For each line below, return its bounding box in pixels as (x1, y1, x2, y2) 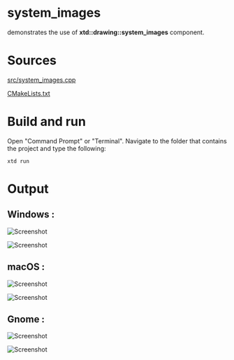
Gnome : (7, 313, 45, 326)
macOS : (7, 261, 45, 273)
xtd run (7, 157, 30, 165)
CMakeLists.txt (7, 89, 50, 97)
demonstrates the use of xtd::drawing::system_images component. (7, 28, 205, 36)
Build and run (7, 114, 86, 130)
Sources (7, 52, 57, 69)
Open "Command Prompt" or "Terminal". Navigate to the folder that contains (7, 136, 227, 145)
